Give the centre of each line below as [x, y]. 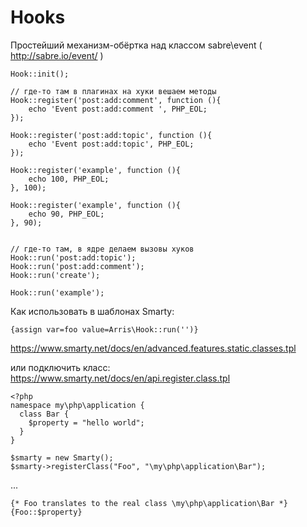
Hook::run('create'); [55, 275]
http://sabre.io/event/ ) [57, 55]
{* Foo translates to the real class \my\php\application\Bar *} [149, 503]
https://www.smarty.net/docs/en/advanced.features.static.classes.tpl [153, 348]
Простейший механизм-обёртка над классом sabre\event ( [136, 45]
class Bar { [44, 414]
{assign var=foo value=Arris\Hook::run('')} [104, 329]
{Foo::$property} [46, 512]
